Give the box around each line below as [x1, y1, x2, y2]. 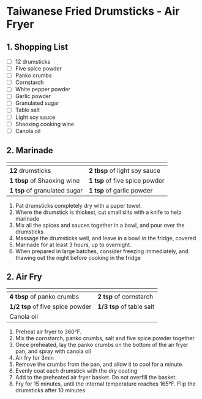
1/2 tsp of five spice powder [9, 302, 92, 311]
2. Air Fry [6, 272, 42, 282]
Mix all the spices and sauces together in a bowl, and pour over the [15, 221, 185, 229]
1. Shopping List [6, 42, 69, 52]
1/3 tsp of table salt [97, 302, 155, 311]
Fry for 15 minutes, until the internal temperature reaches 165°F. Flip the [15, 380, 196, 387]
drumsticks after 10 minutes [15, 387, 86, 394]
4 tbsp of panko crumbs [9, 292, 80, 301]
